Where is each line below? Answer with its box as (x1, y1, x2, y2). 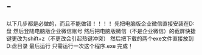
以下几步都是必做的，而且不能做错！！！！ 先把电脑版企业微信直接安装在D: (6, 20, 195, 27)
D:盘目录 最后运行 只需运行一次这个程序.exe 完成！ (6, 42, 134, 50)
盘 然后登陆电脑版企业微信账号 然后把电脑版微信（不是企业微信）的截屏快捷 (6, 27, 196, 35)
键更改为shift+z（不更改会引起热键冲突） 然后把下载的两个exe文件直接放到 (6, 35, 194, 42)
